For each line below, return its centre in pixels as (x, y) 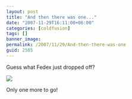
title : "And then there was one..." (51, 17)
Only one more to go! (32, 90)
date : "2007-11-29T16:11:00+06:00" (50, 23)
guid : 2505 (20, 50)
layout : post (22, 12)
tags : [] (17, 34)
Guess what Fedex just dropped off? (51, 67)
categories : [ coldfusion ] (38, 28)
